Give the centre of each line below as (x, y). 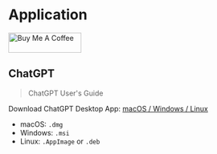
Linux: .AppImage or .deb (60, 141)
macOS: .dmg (41, 124)
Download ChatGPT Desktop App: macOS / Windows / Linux (108, 108)
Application (48, 15)
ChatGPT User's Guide (66, 93)
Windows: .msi (45, 132)
